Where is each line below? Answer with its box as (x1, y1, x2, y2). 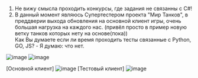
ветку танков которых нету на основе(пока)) (14, 30, 128, 37)
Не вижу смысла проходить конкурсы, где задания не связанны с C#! (14, 5, 193, 12)
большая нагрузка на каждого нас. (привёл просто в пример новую (14, 23, 187, 30)
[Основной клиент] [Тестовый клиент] (6, 65, 125, 72)
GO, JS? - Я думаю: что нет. (14, 42, 85, 49)
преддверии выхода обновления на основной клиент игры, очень (14, 18, 181, 24)
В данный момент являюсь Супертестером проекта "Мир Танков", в (14, 11, 188, 18)
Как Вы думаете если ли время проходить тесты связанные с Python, (14, 36, 191, 43)
